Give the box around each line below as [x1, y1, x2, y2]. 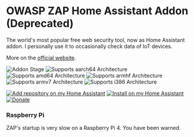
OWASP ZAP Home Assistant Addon [6, 4, 189, 18]
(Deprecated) [6, 17, 74, 30]
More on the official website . [6, 54, 76, 61]
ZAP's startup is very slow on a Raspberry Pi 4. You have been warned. [6, 125, 181, 132]
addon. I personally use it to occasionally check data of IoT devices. [6, 43, 173, 50]
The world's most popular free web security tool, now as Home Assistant [6, 36, 185, 43]
